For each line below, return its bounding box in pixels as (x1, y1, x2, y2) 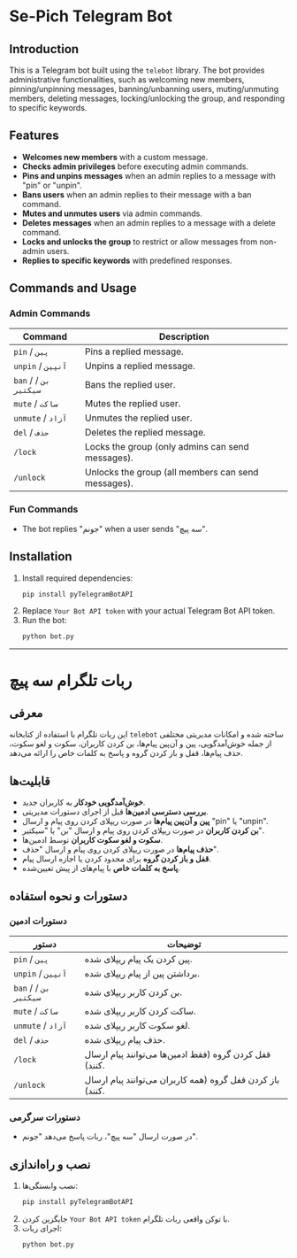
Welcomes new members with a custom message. (21, 151, 209, 162)
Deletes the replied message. (85, 426, 206, 438)
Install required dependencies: (21, 573, 133, 583)
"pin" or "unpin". (21, 180, 82, 190)
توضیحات (166, 938, 202, 950)
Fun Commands (9, 503, 79, 515)
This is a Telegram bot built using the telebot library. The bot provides (9, 65, 265, 75)
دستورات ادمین (9, 915, 68, 927)
